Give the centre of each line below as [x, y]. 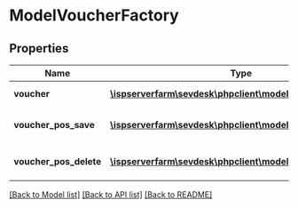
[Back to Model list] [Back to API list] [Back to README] [111, 195]
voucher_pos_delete [58, 161]
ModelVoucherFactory [94, 16]
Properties [39, 48]
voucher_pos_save [54, 125]
